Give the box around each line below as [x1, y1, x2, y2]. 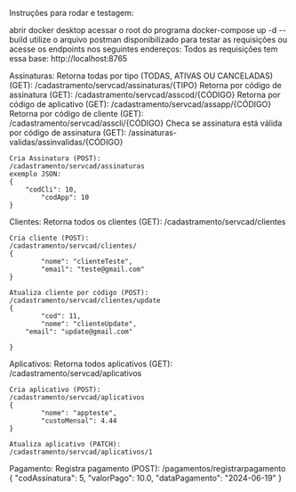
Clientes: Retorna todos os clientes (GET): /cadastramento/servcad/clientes [9, 217, 286, 226]
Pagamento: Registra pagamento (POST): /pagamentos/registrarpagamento [9, 463, 286, 473]
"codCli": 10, [25, 185, 77, 194]
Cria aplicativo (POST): [9, 385, 101, 394]
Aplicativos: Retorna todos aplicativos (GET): [9, 358, 173, 369]
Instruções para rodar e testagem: [9, 8, 134, 18]
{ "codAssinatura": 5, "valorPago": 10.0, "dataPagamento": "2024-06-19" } [9, 472, 283, 483]
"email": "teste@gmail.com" [41, 265, 145, 274]
